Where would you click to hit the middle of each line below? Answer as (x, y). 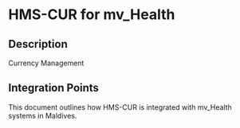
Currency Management (46, 63)
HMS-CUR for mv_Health (92, 15)
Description (38, 44)
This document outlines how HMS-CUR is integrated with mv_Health (120, 107)
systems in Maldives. (43, 115)
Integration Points (54, 88)
